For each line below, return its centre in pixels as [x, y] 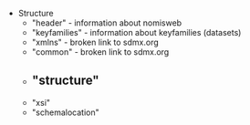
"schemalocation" [66, 112]
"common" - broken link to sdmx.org [100, 52]
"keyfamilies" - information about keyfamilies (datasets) [136, 32]
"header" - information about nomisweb [107, 23]
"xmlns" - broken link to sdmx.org [95, 42]
